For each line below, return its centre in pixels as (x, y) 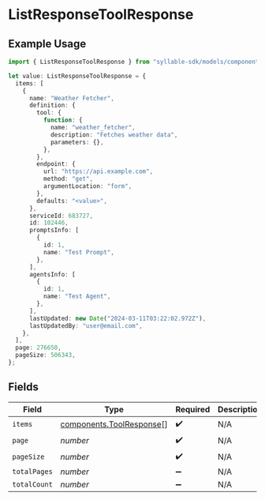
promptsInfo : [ (54, 231)
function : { (63, 120)
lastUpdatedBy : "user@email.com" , (86, 325)
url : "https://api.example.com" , (98, 171)
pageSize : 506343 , (46, 355)
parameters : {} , (77, 142)
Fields (24, 387)
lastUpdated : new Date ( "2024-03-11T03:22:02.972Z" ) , (118, 318)
